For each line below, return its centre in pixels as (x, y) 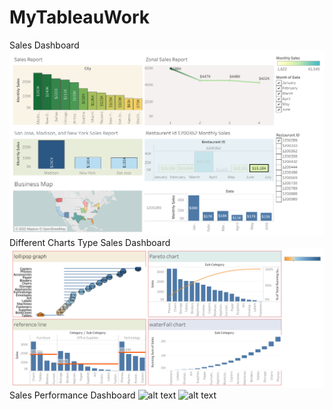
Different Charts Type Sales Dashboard (90, 242)
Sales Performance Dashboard (72, 395)
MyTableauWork (79, 17)
